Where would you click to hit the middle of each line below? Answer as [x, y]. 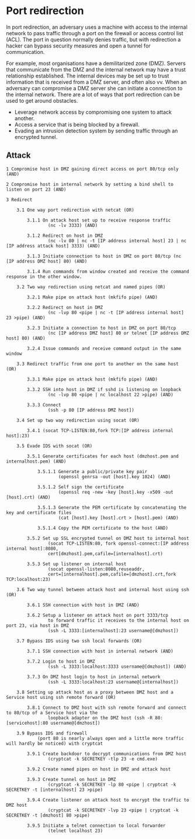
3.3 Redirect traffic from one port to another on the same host [98, 364]
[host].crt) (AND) [28, 497]
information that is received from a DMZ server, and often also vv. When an [96, 82]
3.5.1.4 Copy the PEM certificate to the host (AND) [102, 528]
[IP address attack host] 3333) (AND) [53, 246]
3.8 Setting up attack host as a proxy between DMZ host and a [95, 692]
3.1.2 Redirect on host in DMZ [65, 236]
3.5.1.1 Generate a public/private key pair [92, 471]
